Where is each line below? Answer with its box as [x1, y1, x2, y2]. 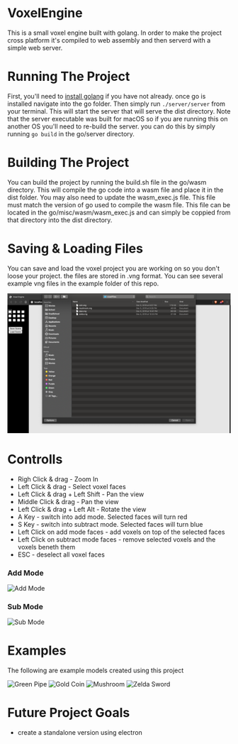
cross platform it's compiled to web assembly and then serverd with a [7, 35, 211, 44]
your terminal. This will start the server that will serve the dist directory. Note [7, 106, 231, 115]
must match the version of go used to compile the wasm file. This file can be [7, 200, 231, 209]
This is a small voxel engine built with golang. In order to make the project [7, 28, 222, 37]
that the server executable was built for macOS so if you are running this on [7, 114, 228, 123]
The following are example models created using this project [7, 666, 184, 675]
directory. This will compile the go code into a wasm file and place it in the [7, 185, 224, 194]
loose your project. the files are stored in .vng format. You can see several [7, 271, 223, 280]
